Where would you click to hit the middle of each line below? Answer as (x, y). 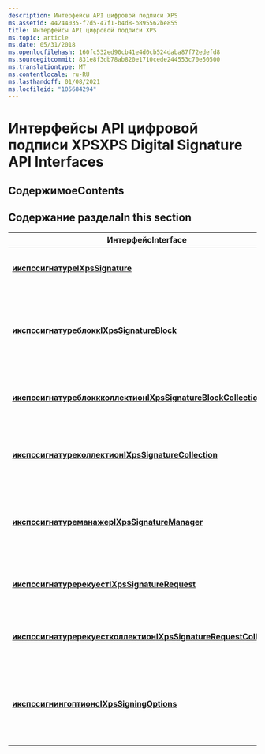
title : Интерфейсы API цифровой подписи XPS (82, 30)
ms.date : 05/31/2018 (42, 45)
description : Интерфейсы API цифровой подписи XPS (93, 15)
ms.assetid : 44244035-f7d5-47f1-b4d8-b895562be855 (93, 23)
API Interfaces (56, 162)
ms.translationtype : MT (47, 67)
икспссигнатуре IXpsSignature (72, 268)
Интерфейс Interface (147, 239)
